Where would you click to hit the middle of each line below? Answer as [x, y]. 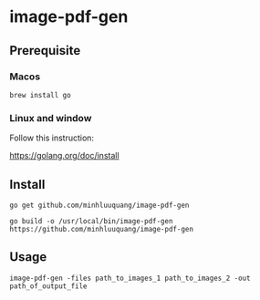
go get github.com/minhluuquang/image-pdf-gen [99, 205]
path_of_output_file [49, 286]
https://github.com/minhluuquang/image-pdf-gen [102, 229]
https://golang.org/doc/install [65, 156]
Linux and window [51, 118]
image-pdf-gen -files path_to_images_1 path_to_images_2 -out [130, 278]
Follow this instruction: [52, 138]
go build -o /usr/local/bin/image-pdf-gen [91, 221]
